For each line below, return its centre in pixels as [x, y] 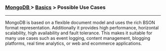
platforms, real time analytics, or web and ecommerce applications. [74, 44]
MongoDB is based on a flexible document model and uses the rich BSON [80, 23]
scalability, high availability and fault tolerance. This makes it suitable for [79, 33]
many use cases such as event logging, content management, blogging [78, 38]
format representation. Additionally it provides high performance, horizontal [82, 28]
